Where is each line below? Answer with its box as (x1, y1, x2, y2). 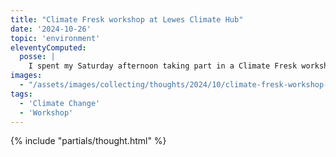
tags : (10, 89, 33, 99)
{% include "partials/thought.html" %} (10, 135, 167, 147)
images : (10, 71, 43, 81)
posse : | (19, 52, 56, 62)
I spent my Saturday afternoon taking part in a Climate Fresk (28, 61, 298, 71)
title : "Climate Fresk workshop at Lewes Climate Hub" (10, 14, 244, 25)
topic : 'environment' (10, 33, 101, 43)
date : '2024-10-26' (10, 24, 92, 34)
